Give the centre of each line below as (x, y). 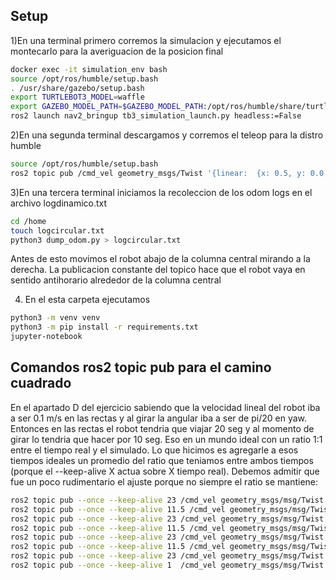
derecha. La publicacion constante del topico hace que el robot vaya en (158, 270)
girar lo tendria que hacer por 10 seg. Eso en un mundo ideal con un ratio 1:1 (166, 439)
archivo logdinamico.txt (59, 203)
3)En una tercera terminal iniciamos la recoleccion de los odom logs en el (161, 192)
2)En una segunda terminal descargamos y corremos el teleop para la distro (167, 135)
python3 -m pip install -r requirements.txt (104, 327)
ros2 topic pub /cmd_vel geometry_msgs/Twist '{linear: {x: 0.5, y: (158, 173)
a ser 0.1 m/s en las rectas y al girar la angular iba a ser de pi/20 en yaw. (159, 418)
